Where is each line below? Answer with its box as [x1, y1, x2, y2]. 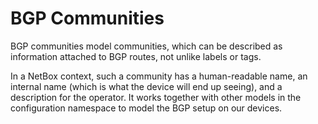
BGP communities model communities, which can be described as [10, 40, 283, 52]
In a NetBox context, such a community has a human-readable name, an [10, 70, 308, 82]
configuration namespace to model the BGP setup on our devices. [10, 102, 283, 114]
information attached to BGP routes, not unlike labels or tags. [10, 50, 262, 62]
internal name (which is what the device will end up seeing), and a [10, 80, 283, 92]
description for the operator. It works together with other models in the [10, 91, 302, 103]
